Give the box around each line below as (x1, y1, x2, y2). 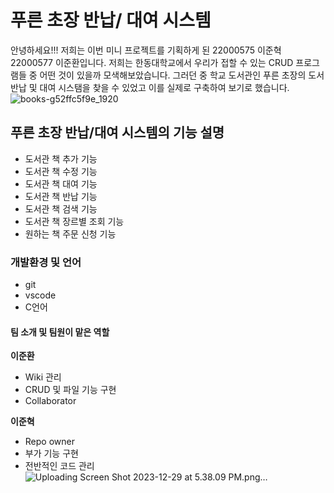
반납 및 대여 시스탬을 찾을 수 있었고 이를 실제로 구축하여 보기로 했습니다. (10, 81, 290, 93)
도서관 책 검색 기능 (24, 202, 98, 215)
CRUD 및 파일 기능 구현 (24, 384, 117, 396)
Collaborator (24, 395, 77, 407)
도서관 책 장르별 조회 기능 (24, 215, 125, 227)
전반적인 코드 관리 (24, 460, 95, 472)
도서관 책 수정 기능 (24, 165, 98, 177)
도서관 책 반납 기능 (24, 190, 98, 202)
